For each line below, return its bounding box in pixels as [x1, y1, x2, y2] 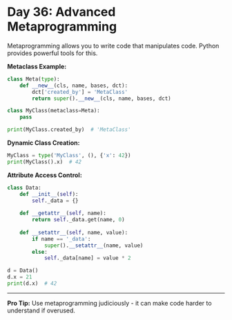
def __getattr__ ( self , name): [19, 210, 107, 217]
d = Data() [7, 267, 39, 274]
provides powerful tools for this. [7, 49, 98, 57]
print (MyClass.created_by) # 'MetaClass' [7, 126, 131, 133]
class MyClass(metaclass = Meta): [7, 108, 100, 114]
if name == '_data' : [32, 235, 91, 242]
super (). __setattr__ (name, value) [43, 242, 144, 249]
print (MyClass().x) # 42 [7, 158, 81, 166]
